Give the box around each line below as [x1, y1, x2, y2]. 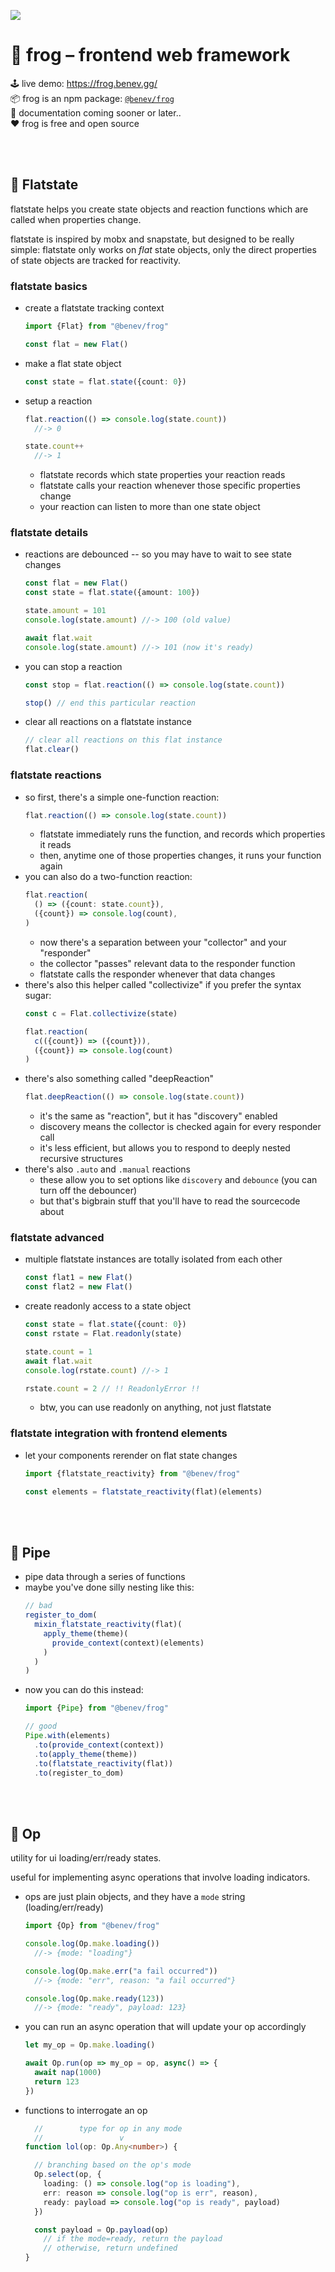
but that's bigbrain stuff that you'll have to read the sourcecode [39, 1195, 301, 1207]
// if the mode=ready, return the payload [43, 2234, 223, 2244]
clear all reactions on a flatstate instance [24, 716, 193, 728]
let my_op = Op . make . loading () [24, 2040, 156, 2050]
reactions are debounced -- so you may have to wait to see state [24, 548, 292, 560]
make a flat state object [24, 357, 122, 369]
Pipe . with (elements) [24, 1731, 111, 1741]
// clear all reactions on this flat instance [24, 735, 223, 745]
